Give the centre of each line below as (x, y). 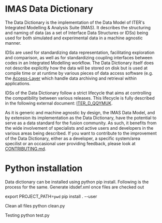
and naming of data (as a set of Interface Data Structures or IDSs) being (77, 33)
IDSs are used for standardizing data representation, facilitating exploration (80, 52)
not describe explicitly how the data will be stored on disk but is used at (76, 68)
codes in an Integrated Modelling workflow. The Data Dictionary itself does (79, 63)
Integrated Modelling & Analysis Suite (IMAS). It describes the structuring (78, 27)
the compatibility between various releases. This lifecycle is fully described (80, 98)
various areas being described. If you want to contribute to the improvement (81, 133)
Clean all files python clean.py (35, 206)
